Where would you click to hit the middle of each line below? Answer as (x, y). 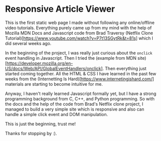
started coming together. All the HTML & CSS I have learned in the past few (81, 73)
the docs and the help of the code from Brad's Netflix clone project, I (74, 104)
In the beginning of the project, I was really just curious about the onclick (79, 53)
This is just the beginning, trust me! (40, 124)
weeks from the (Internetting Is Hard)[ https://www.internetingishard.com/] (80, 79)
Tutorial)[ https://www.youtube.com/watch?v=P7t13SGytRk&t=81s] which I (79, 38)
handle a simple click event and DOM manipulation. (57, 114)
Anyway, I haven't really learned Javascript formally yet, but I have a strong (81, 94)
